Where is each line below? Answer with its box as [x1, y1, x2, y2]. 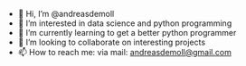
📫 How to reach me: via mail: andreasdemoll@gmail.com [17, 47, 232, 57]
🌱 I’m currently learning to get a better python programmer [17, 28, 237, 37]
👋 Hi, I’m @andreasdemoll [17, 9, 115, 19]
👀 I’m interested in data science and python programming [17, 18, 232, 29]
